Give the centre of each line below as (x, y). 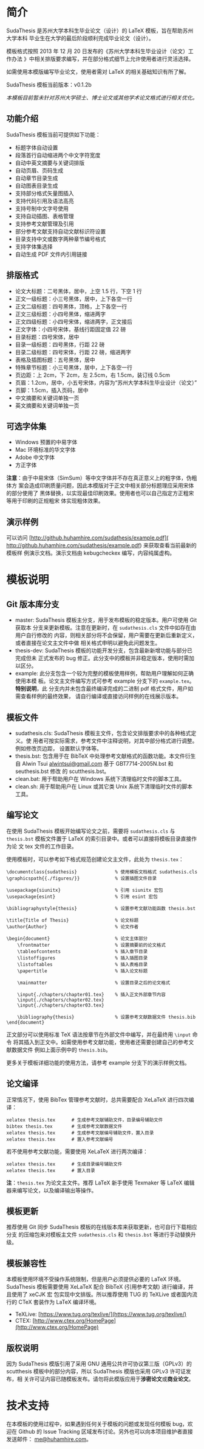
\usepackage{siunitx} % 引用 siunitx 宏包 (85, 890)
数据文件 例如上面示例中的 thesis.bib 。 (61, 1050)
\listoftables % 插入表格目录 (83, 964)
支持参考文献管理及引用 (44, 224)
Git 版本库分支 (33, 604)
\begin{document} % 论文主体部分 (77, 938)
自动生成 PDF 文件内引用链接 (51, 254)
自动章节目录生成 (36, 178)
